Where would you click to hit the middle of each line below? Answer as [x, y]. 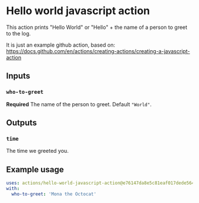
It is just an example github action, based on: [61, 45]
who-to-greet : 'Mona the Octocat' [54, 194]
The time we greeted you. [38, 151]
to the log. [19, 33]
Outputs [22, 123]
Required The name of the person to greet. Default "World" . [79, 104]
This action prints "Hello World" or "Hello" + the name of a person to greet [97, 27]
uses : [13, 183]
